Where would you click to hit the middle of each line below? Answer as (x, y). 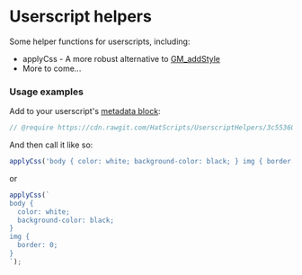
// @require (31, 128)
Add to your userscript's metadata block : (85, 111)
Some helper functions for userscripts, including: (100, 41)
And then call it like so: (51, 145)
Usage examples (46, 92)
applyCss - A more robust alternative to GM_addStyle (121, 58)
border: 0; (38, 245)
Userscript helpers (81, 17)
